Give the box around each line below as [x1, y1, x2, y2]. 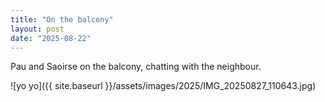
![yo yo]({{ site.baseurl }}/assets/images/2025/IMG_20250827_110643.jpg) [10, 80, 317, 92]
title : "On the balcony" [10, 14, 114, 25]
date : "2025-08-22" [10, 33, 92, 43]
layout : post [10, 24, 65, 34]
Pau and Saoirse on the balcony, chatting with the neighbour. [10, 61, 262, 73]
